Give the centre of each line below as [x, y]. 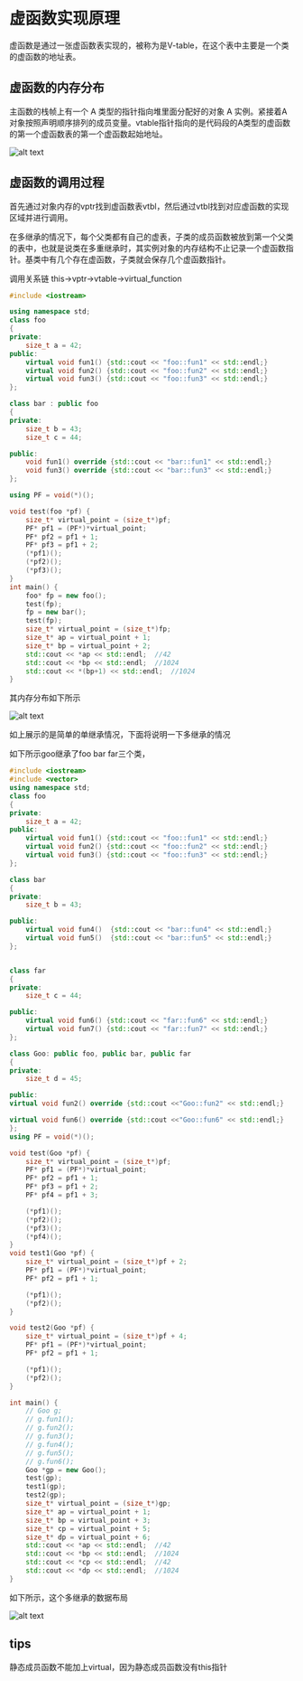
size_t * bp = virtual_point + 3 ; [88, 1520]
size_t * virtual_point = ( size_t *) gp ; [98, 1504]
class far [28, 971]
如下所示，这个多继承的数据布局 [69, 1597]
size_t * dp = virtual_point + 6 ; [88, 1537]
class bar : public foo [54, 404]
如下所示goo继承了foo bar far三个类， [80, 754]
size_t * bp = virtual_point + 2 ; [88, 646]
